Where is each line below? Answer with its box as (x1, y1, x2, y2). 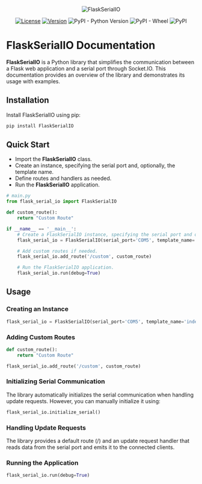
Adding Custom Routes (6, 333, 75, 341)
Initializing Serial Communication (6, 377, 105, 386)
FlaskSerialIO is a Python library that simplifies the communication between (6, 58, 194, 66)
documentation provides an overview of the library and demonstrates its (6, 71, 185, 78)
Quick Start (6, 139, 50, 150)
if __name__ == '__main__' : (6, 226, 77, 232)
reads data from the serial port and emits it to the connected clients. (6, 444, 175, 451)
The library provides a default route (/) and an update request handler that (6, 438, 190, 445)
